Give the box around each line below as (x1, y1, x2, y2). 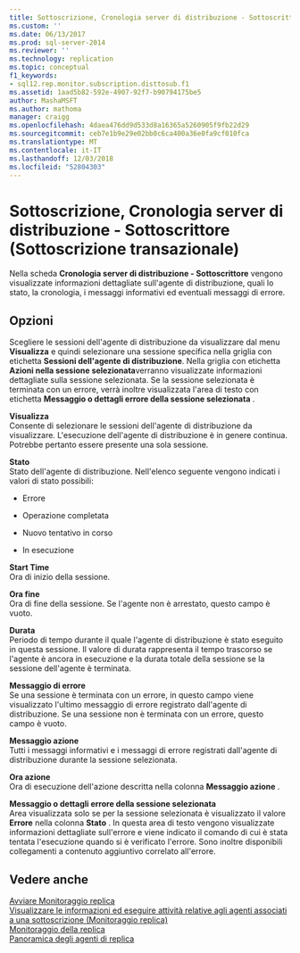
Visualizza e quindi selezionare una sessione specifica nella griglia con (9, 346, 272, 357)
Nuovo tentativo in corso (21, 527, 113, 538)
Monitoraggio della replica (9, 924, 105, 934)
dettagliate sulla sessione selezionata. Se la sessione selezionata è (9, 375, 255, 385)
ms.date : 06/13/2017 (9, 29, 87, 38)
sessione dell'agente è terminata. (9, 663, 132, 674)
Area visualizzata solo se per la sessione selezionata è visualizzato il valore (9, 808, 286, 819)
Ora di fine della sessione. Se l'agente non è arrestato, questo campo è (9, 599, 271, 609)
